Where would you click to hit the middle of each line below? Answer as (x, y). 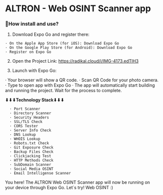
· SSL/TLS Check (26, 122)
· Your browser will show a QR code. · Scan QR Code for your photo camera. (82, 80)
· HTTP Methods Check (32, 160)
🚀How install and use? (32, 24)
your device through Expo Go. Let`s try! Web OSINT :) (59, 188)
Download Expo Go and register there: (51, 34)
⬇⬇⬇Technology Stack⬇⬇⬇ (35, 100)
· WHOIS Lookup (25, 139)
